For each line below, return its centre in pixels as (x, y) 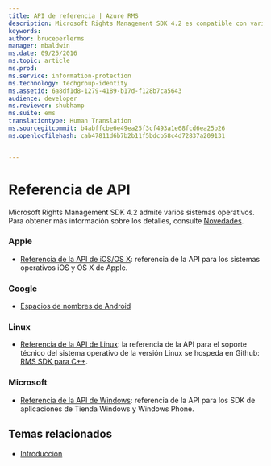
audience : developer (43, 98)
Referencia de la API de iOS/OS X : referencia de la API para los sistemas (140, 259)
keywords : (25, 31)
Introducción (41, 453)
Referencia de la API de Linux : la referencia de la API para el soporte (133, 344)
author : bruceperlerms (46, 38)
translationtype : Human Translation (70, 121)
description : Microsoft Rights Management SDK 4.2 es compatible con (128, 23)
